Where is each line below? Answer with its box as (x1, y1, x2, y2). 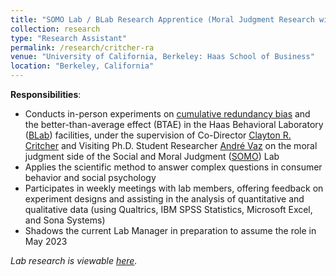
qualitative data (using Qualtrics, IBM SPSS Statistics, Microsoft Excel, (24, 204, 313, 215)
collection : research (10, 24, 101, 34)
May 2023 (24, 236, 68, 247)
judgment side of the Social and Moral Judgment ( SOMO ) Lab (24, 151, 280, 162)
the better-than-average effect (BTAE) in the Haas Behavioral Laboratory (24, 119, 324, 130)
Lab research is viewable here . (10, 255, 138, 266)
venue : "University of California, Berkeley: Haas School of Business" (10, 52, 315, 62)
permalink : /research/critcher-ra (10, 42, 155, 53)
